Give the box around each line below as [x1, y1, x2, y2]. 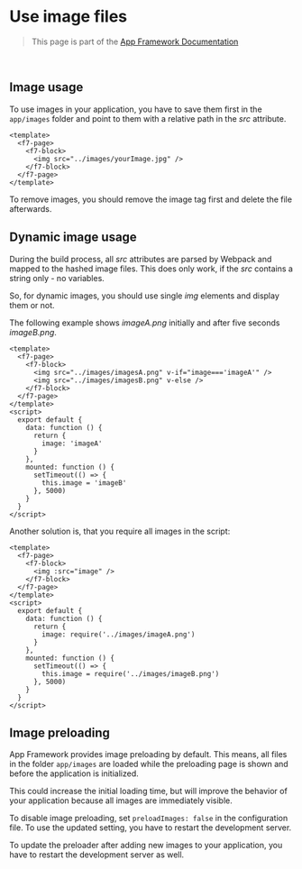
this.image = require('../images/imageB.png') [41, 669, 220, 678]
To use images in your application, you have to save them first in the [9, 104, 263, 114]
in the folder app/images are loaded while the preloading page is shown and [9, 759, 288, 770]
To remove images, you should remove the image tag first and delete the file [9, 194, 293, 205]
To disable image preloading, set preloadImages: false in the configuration [9, 813, 288, 824]
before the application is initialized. [9, 768, 140, 779]
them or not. [9, 299, 56, 310]
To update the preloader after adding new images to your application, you [9, 840, 283, 851]
